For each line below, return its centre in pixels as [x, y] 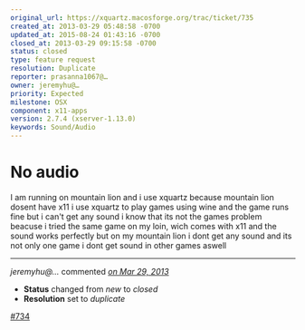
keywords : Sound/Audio [53, 128]
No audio [45, 172]
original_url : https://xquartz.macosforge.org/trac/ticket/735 [132, 18]
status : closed [39, 52]
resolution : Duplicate [53, 69]
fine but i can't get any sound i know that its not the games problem [136, 216]
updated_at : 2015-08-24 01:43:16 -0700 [86, 34]
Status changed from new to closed [91, 289]
